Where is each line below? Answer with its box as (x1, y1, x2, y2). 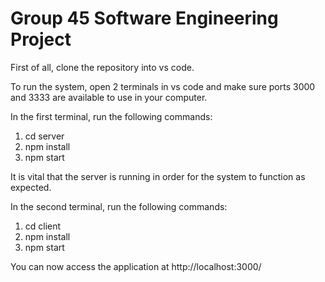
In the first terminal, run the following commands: (10, 110, 213, 122)
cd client (24, 220, 62, 232)
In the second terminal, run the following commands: (10, 200, 228, 212)
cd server (24, 130, 65, 142)
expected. (10, 181, 52, 193)
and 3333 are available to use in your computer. (10, 91, 208, 103)
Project (10, 28, 72, 51)
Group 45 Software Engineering (10, 7, 279, 30)
